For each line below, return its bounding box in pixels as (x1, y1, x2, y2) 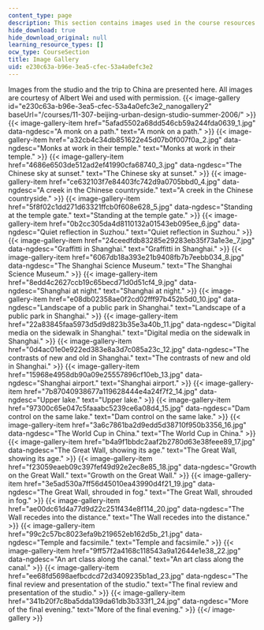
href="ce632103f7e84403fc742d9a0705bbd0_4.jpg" (48, 177, 221, 186)
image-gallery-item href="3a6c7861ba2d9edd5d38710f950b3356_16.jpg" (8, 420, 247, 429)
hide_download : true (8, 26, 76, 34)
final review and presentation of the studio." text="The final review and (8, 579, 238, 589)
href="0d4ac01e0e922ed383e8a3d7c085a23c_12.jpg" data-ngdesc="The (8, 344, 250, 354)
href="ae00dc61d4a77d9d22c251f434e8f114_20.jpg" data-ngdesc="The (8, 504, 244, 513)
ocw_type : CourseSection (8, 48, 90, 56)
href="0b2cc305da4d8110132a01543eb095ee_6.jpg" (48, 219, 221, 228)
